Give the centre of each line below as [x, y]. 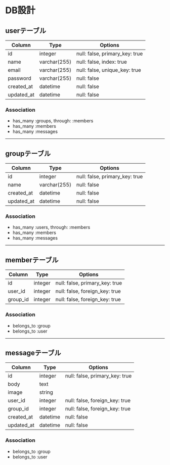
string [46, 392]
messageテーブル [33, 353]
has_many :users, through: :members [51, 227]
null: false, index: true [102, 62]
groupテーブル [28, 153]
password [19, 78]
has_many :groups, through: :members [53, 121]
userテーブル [26, 31]
